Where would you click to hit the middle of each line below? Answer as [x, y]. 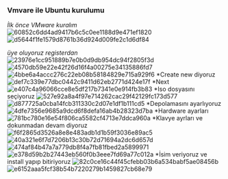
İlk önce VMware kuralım [42, 25]
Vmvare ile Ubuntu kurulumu [56, 10]
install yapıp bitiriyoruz [39, 162]
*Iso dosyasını [174, 89]
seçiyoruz [21, 96]
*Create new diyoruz [186, 74]
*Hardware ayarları [181, 111]
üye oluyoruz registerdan [42, 53]
